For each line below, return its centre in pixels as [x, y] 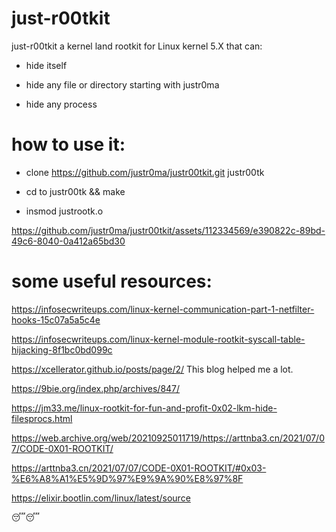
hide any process [61, 104]
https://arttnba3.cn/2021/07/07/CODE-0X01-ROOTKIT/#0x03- [139, 468]
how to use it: [68, 144]
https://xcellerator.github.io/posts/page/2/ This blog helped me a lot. [152, 369]
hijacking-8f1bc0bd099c [62, 349]
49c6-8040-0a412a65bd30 [68, 241]
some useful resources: [112, 281]
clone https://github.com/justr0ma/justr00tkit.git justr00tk [145, 172]
